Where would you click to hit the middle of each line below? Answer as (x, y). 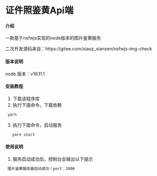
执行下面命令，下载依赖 (37, 105)
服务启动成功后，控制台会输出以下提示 (53, 159)
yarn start (24, 135)
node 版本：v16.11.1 (25, 74)
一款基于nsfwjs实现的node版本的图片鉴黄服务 (53, 38)
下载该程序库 (26, 98)
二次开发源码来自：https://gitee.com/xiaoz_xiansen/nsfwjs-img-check (79, 49)
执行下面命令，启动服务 (37, 125)
